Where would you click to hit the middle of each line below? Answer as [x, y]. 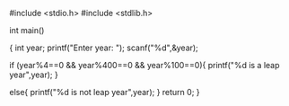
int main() [27, 30]
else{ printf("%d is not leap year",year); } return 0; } [105, 92]
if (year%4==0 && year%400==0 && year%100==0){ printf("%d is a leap [144, 65]
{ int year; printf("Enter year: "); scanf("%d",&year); [104, 48]
